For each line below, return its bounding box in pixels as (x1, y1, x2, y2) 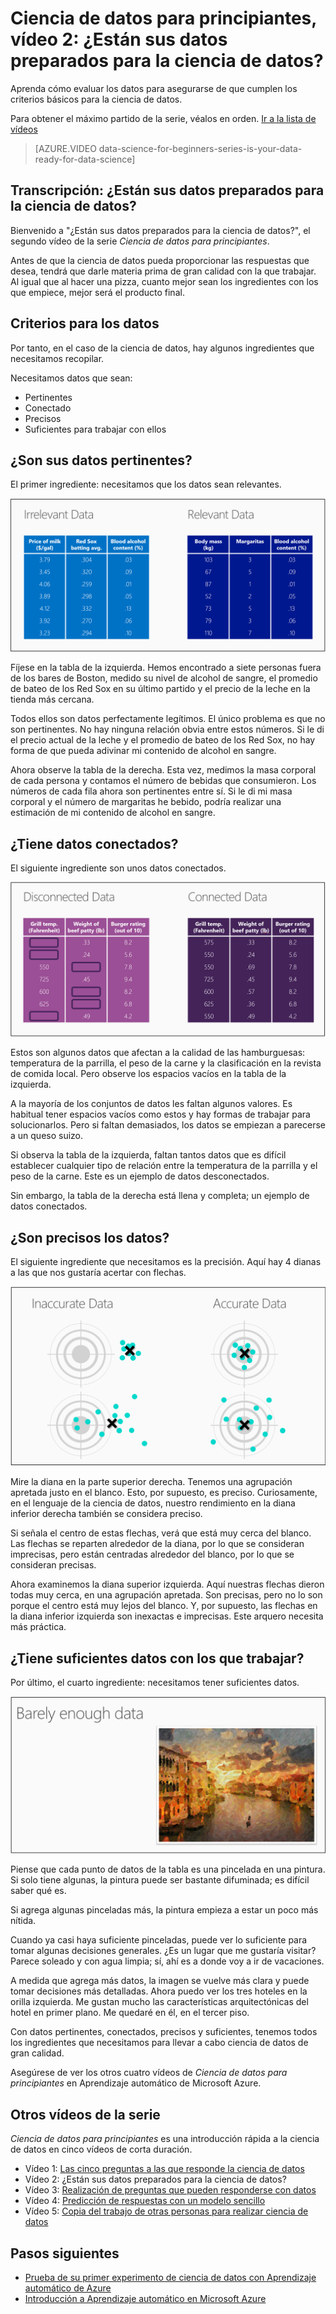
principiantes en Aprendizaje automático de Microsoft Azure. (10, 2077, 262, 2089)
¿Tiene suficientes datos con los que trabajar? (10, 1650, 305, 1667)
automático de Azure (24, 2282, 112, 2294)
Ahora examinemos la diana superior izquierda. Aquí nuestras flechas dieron (10, 1578, 325, 1591)
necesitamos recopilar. (10, 352, 105, 364)
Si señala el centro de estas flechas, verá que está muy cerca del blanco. (10, 1527, 312, 1539)
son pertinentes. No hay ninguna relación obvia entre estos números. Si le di (10, 723, 325, 736)
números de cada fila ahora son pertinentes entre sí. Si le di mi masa (10, 785, 293, 797)
